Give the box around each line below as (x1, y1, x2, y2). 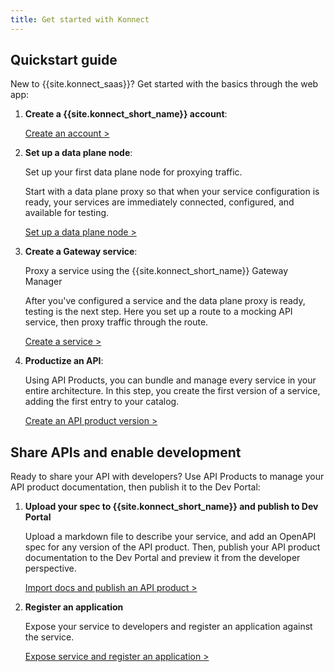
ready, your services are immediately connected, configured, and (24, 196, 295, 208)
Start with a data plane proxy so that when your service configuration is (24, 186, 320, 198)
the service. (24, 631, 75, 643)
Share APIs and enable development (10, 444, 242, 461)
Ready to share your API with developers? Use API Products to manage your (10, 471, 325, 483)
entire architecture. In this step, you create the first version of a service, (24, 385, 321, 397)
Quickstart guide (10, 52, 118, 69)
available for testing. (24, 207, 110, 219)
